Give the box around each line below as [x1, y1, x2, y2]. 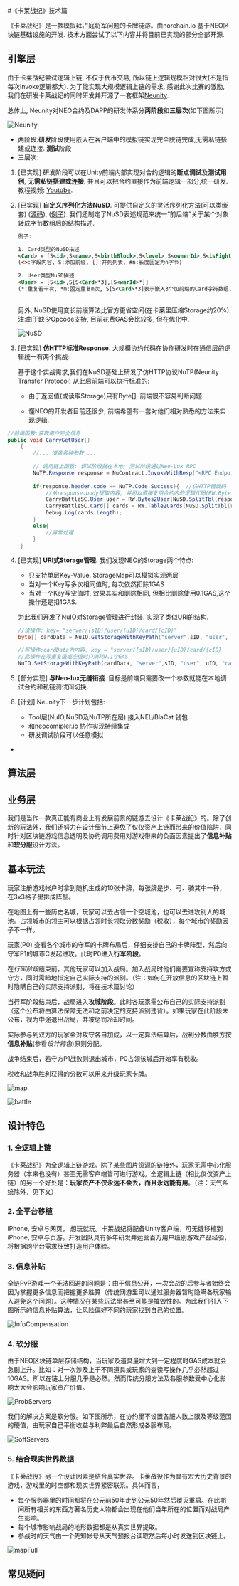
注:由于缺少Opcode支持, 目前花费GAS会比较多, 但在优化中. [17, 314, 190, 323]
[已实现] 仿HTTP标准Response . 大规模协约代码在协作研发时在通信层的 [17, 344, 225, 352]
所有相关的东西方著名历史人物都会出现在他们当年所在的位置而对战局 [23, 1504, 224, 1513]
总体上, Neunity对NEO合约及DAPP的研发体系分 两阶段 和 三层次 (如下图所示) [7, 106, 224, 115]
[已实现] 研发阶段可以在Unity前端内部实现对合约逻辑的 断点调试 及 [17, 168, 208, 176]
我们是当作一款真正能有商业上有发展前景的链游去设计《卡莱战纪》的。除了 [7, 814, 225, 823]
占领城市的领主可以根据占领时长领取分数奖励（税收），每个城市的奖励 [19, 916, 223, 925]
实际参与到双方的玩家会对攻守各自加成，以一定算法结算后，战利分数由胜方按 [7, 1030, 232, 1039]
